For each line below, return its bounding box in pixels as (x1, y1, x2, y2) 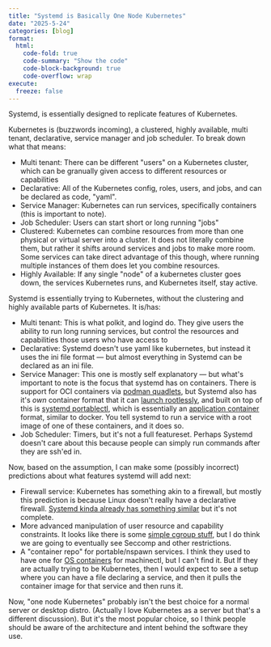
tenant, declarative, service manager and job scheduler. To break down (8, 133, 246, 143)
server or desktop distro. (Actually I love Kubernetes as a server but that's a (8, 606, 260, 615)
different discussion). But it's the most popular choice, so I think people (8, 614, 247, 624)
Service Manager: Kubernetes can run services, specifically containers (19, 201, 257, 210)
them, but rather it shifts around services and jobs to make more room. (19, 243, 256, 253)
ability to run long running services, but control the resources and (19, 327, 239, 336)
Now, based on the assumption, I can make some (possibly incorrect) (8, 463, 239, 472)
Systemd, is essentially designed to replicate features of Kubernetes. (8, 109, 238, 119)
